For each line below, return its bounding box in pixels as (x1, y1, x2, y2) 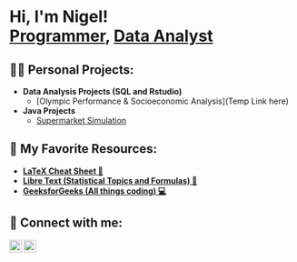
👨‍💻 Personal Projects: (9, 62, 134, 77)
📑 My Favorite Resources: (9, 141, 157, 156)
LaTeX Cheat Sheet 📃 (22, 166, 104, 176)
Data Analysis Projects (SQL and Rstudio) (22, 86, 183, 96)
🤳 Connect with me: (9, 216, 123, 231)
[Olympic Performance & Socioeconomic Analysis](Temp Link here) (35, 96, 289, 106)
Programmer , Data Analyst (9, 25, 213, 46)
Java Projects (22, 106, 75, 116)
